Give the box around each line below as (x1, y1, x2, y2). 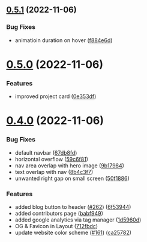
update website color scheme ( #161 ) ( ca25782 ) (14, 229, 132, 236)
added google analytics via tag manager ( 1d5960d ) (14, 216, 142, 223)
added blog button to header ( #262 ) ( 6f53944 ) (14, 203, 131, 210)
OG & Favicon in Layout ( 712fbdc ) (14, 222, 98, 229)
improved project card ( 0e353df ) (14, 93, 97, 100)
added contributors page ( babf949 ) (14, 209, 104, 217)
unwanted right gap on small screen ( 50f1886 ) (14, 175, 130, 182)
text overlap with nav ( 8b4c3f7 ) (14, 168, 94, 175)
